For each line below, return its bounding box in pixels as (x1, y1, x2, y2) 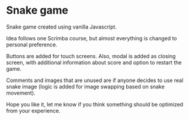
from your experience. (6, 107, 60, 114)
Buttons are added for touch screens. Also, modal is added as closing (6, 52, 176, 59)
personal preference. (6, 41, 57, 48)
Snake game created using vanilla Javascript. (6, 23, 117, 30)
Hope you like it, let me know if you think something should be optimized (6, 100, 184, 108)
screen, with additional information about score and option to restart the (6, 59, 182, 66)
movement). (6, 89, 36, 96)
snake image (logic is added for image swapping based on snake (6, 83, 165, 90)
